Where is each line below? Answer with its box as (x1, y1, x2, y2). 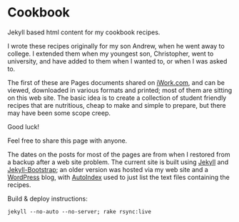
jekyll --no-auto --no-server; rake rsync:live (7, 208, 152, 215)
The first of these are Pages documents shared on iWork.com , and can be (7, 78, 225, 86)
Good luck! (7, 122, 40, 131)
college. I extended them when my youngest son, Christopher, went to (7, 49, 214, 58)
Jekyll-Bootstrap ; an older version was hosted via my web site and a (7, 165, 208, 173)
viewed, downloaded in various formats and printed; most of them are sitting (7, 86, 233, 94)
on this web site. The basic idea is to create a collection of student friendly (7, 94, 227, 102)
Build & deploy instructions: (7, 194, 88, 203)
